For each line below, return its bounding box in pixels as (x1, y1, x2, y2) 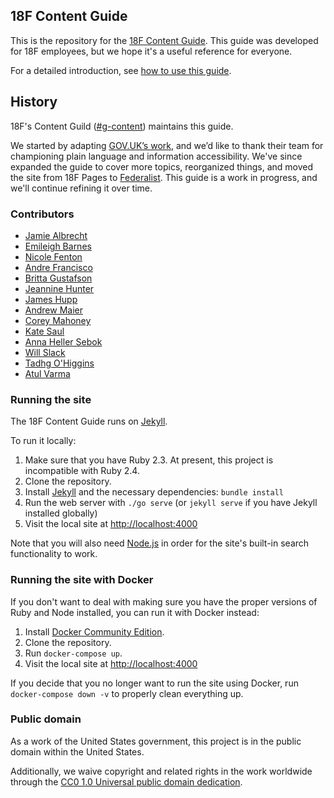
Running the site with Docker (10, 573, 154, 587)
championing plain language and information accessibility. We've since (10, 150, 303, 162)
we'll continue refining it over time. (10, 182, 153, 194)
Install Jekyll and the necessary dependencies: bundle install (24, 486, 284, 498)
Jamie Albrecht (24, 229, 88, 241)
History (10, 94, 58, 111)
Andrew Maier (24, 304, 83, 316)
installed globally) (24, 507, 98, 519)
